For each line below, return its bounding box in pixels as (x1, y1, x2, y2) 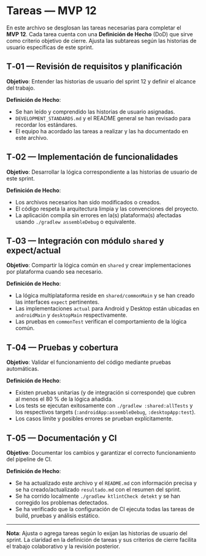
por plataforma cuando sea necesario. (6, 268, 103, 276)
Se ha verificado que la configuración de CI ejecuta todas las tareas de (15, 506, 195, 512)
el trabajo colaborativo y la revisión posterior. (6, 542, 121, 550)
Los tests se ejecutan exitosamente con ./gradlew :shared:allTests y (15, 402, 193, 409)
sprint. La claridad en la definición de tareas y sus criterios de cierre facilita (6, 536, 197, 543)
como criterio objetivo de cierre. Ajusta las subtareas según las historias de (6, 37, 197, 44)
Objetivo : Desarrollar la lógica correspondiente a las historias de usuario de (6, 168, 197, 176)
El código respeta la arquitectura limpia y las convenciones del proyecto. (15, 205, 199, 212)
